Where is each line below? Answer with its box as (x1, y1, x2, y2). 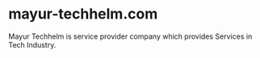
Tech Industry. (8, 39, 57, 49)
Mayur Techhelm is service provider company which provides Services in (8, 31, 253, 41)
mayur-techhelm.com (8, 5, 158, 23)
